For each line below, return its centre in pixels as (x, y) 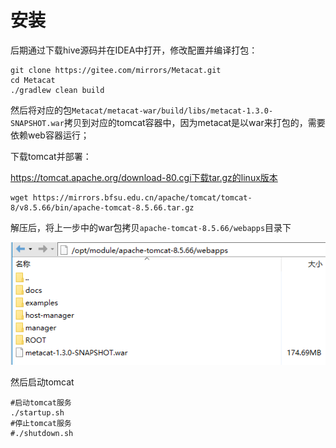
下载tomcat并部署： (51, 156)
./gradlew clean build (57, 90)
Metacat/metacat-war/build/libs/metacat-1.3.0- (172, 111)
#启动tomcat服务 (41, 402)
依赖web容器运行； (50, 135)
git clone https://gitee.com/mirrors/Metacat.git (116, 70)
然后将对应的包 (41, 110)
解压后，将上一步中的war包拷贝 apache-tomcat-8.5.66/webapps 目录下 (151, 227)
